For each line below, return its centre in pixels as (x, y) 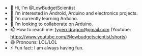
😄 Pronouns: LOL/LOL (34, 42)
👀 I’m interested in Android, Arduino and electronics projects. (74, 13)
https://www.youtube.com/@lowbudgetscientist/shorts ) (68, 37)
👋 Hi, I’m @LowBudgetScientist (42, 8)
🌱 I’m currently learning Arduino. (44, 18)
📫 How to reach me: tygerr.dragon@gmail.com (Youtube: (70, 30)
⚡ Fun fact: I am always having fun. (47, 48)
